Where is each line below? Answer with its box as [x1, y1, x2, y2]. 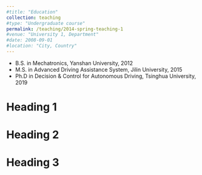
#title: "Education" [6, 9, 59, 15]
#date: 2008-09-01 [6, 37, 53, 43]
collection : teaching [6, 15, 61, 21]
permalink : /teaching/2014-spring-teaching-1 [6, 26, 123, 32]
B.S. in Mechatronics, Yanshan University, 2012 [15, 59, 133, 67]
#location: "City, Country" [6, 43, 78, 49]
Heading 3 [6, 156, 59, 170]
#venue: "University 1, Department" [6, 32, 99, 38]
